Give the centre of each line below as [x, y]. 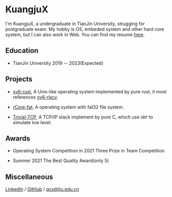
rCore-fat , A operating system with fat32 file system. [68, 107]
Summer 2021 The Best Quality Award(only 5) [61, 161]
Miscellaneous [29, 177]
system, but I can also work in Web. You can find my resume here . [75, 34]
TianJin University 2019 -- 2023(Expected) [58, 63]
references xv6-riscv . [35, 97]
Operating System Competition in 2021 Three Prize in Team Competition [89, 151]
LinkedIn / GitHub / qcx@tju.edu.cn [42, 189]
